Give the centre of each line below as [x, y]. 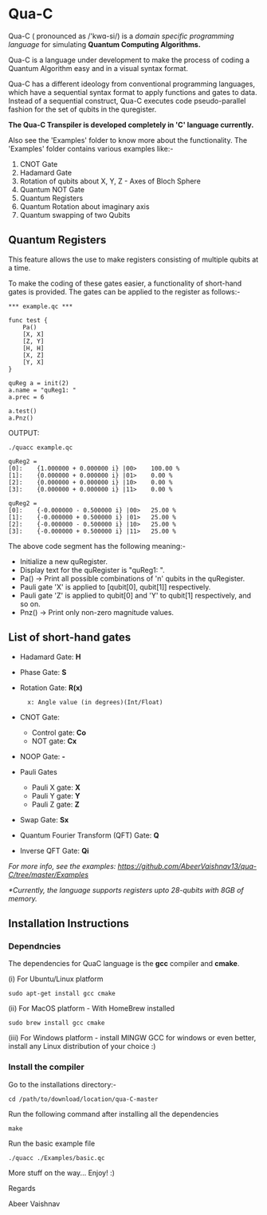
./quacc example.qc [41, 448]
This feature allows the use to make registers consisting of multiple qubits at [133, 259]
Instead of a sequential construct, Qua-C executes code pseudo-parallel [127, 101]
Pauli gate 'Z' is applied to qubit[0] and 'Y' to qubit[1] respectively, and [135, 595]
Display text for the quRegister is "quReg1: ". [92, 570]
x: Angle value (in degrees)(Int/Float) [95, 702]
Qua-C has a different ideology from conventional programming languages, [132, 84]
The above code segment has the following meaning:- [97, 546]
